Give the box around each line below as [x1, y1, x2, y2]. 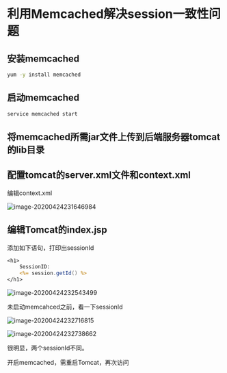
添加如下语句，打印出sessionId [7, 244, 94, 252]
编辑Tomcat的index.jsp [7, 224, 107, 236]
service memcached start [7, 110, 78, 117]
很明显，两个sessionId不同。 [7, 344, 88, 352]
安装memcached [7, 53, 80, 64]
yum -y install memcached [7, 71, 81, 78]
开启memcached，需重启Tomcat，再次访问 [7, 359, 129, 367]
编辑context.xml [7, 189, 53, 197]
